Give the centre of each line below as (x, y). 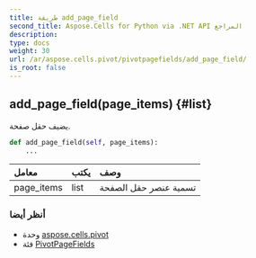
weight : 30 (30, 51)
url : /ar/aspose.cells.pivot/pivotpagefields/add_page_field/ (128, 59)
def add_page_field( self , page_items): (84, 142)
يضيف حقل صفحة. (40, 126)
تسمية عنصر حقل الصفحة (148, 188)
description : (34, 34)
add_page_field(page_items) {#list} (111, 104)
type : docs (30, 43)
